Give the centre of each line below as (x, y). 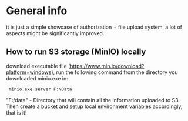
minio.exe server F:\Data (40, 89)
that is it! (16, 112)
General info (37, 11)
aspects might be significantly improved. (55, 33)
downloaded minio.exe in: (37, 78)
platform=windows (29, 72)
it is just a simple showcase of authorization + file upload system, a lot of (94, 27)
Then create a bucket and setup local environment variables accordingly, (94, 106)
